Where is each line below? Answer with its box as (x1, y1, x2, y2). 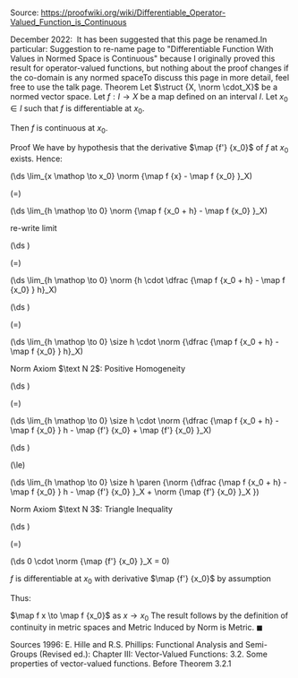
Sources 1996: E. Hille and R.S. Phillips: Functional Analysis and (10, 639, 244, 649)
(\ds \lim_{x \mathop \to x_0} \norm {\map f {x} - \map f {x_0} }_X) (10, 171, 253, 182)
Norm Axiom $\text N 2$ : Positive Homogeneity (10, 364, 186, 374)
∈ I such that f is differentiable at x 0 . (10, 102, 145, 116)
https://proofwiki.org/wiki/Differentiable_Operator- (40, 7, 226, 18)
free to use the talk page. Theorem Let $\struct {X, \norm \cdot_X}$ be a (10, 82, 278, 92)
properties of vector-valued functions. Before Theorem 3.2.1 (10, 657, 232, 669)
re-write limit (10, 223, 57, 234)
